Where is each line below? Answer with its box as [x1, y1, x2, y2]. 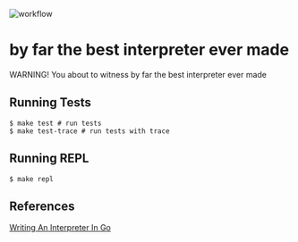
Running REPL [9, 151, 89, 166]
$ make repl [9, 174, 54, 183]
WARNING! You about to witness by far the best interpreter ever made [9, 69, 267, 79]
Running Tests [9, 95, 91, 111]
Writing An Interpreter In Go [9, 222, 112, 233]
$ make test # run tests [9, 119, 102, 128]
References [9, 198, 75, 213]
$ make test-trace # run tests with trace [9, 126, 170, 136]
